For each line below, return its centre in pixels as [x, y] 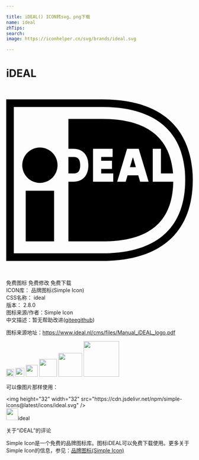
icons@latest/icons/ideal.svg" [42, 405]
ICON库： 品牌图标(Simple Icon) [45, 290]
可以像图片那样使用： [32, 387]
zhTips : [16, 28]
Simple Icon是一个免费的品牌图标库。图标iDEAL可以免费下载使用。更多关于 [98, 443]
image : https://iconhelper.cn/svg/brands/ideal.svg [71, 39]
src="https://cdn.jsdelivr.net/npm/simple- [131, 399]
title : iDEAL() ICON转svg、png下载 [48, 17]
